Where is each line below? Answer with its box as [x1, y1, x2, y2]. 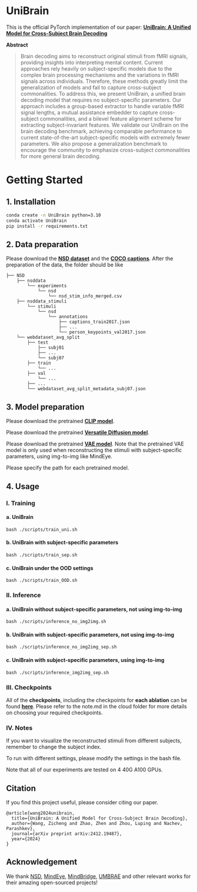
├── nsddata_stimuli [16, 298, 67, 304]
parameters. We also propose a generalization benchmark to [20, 140, 168, 147]
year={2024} [11, 836, 41, 842]
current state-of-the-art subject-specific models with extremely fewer [20, 134, 191, 141]
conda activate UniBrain [6, 218, 67, 224]
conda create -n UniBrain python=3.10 [6, 212, 101, 218]
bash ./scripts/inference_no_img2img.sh [6, 619, 107, 625]
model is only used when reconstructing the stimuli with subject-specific [6, 447, 182, 454]
